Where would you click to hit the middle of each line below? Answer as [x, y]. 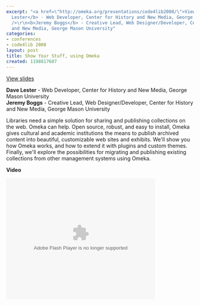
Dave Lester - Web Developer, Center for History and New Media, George [97, 90]
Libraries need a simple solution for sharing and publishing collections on [96, 120]
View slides [20, 78]
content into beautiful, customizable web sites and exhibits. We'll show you [98, 139]
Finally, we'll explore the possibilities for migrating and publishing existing [96, 152]
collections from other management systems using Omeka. [79, 158]
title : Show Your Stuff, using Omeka [53, 56]
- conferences [24, 39]
